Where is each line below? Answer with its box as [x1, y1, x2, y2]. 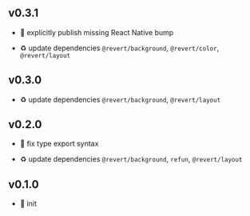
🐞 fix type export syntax [19, 139, 99, 149]
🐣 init [19, 199, 38, 209]
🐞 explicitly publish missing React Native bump [19, 27, 174, 37]
